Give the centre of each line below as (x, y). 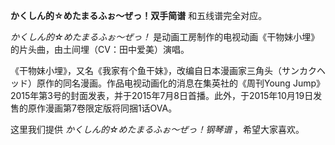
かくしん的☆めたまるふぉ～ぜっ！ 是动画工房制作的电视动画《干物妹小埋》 (165, 37)
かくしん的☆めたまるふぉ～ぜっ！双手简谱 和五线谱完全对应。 (139, 15)
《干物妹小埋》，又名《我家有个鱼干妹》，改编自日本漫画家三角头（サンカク (163, 70)
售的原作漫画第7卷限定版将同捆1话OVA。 (94, 108)
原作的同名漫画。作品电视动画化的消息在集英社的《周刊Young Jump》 (181, 83)
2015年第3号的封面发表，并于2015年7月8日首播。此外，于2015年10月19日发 (166, 95)
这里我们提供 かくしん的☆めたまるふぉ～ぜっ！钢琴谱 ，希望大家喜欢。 (157, 129)
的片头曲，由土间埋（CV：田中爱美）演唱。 (100, 49)
